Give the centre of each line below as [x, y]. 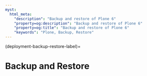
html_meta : [21, 14]
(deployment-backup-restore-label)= [43, 46]
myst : [11, 10]
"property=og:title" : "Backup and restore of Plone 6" [72, 28]
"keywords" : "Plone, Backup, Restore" [54, 32]
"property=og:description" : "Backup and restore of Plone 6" [78, 23]
